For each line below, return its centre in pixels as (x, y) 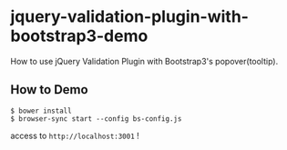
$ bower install (41, 111)
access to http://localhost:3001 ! (75, 135)
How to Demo (50, 90)
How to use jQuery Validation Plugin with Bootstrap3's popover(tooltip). (144, 61)
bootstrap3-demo (79, 36)
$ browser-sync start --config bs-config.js (96, 119)
